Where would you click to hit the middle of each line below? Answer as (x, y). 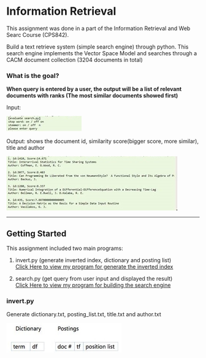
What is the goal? (33, 76)
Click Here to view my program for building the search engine (93, 285)
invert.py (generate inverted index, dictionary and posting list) (93, 260)
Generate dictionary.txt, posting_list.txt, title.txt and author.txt (84, 314)
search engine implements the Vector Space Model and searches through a (102, 53)
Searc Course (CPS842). (38, 34)
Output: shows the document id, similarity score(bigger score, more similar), (103, 141)
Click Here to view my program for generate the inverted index (94, 267)
